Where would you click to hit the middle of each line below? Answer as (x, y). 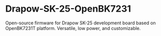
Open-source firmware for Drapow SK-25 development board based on (81, 23)
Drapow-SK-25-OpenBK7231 (68, 9)
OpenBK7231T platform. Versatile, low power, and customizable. (73, 28)
